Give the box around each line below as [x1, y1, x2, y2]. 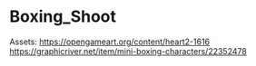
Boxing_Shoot [9, 6, 116, 27]
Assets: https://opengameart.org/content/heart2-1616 [9, 36, 211, 47]
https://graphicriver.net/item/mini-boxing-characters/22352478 [9, 45, 247, 56]
